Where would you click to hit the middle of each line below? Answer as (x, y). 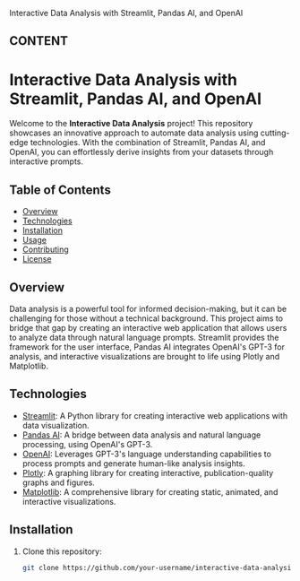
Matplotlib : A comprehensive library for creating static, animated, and (150, 491)
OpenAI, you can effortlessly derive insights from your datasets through (141, 152)
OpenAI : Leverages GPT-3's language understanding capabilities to (146, 454)
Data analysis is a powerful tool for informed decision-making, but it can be (148, 308)
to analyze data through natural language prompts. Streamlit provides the (144, 337)
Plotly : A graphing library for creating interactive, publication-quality (148, 473)
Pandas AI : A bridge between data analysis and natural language (141, 435)
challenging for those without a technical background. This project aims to (146, 318)
